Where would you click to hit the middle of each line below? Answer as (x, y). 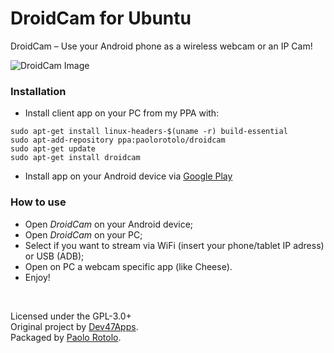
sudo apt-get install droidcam (75, 158)
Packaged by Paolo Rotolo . (66, 337)
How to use (38, 202)
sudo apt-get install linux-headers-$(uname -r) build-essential (149, 132)
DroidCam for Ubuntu (101, 18)
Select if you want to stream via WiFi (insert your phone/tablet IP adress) (174, 245)
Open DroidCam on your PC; (83, 234)
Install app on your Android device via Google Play (128, 176)
